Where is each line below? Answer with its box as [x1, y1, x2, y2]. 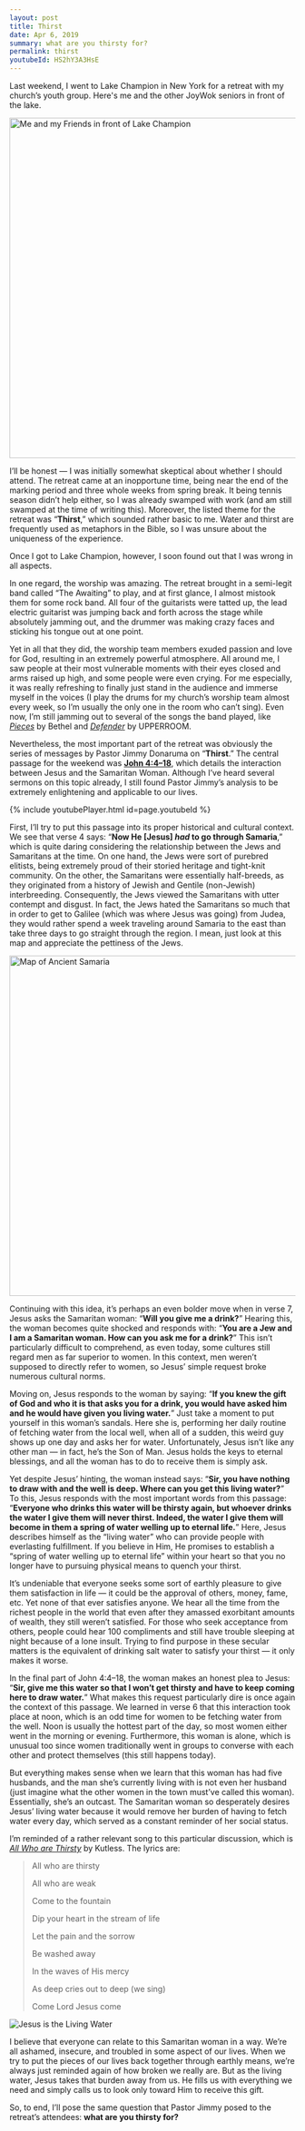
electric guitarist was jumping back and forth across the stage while [9, 607, 263, 617]
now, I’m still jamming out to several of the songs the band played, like [9, 712, 271, 722]
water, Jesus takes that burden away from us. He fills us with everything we [9, 2075, 293, 2086]
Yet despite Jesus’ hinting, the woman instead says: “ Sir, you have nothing [9, 1474, 290, 1484]
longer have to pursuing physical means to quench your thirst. [9, 1560, 242, 1571]
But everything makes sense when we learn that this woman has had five [9, 1767, 283, 1778]
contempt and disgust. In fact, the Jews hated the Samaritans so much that [9, 899, 290, 909]
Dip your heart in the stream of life [31, 1913, 161, 1924]
